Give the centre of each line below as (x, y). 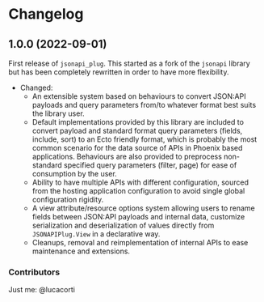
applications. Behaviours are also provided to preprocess (127, 156)
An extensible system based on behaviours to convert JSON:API (139, 96)
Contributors (34, 272)
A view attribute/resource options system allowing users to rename (144, 208)
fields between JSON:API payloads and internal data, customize (138, 217)
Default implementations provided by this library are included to (138, 122)
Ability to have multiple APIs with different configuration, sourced (140, 182)
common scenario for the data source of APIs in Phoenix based (137, 148)
